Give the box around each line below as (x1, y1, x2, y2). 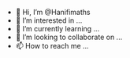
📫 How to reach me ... (15, 42, 89, 50)
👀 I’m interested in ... (15, 16, 83, 25)
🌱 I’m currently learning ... (15, 24, 100, 33)
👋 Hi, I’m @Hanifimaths (15, 8, 91, 16)
